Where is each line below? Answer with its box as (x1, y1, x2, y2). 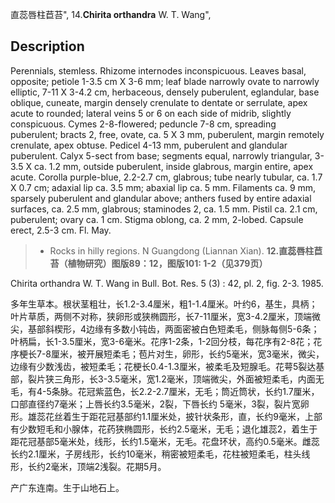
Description (10, 38, 85, 55)
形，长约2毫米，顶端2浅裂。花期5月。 (10, 460, 167, 472)
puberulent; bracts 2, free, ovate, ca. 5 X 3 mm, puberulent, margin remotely (10, 128, 325, 140)
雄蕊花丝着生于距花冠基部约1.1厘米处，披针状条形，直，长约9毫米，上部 (27, 410, 323, 422)
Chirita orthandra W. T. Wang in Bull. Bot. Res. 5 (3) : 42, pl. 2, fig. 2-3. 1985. (10, 277, 324, 289)
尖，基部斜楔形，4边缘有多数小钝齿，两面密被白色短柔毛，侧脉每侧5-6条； (10, 323, 320, 335)
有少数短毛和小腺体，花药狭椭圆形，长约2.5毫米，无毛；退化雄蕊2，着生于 (10, 423, 318, 435)
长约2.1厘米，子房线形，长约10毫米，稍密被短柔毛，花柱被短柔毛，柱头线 (10, 448, 311, 460)
